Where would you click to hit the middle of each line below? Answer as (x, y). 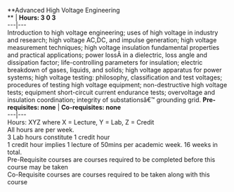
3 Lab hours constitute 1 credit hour (59, 137)
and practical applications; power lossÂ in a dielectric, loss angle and (107, 55)
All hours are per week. (41, 130)
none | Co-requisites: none (81, 107)
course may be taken (38, 167)
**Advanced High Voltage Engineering (64, 10)
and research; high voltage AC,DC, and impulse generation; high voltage (112, 40)
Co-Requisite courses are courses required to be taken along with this (109, 174)
